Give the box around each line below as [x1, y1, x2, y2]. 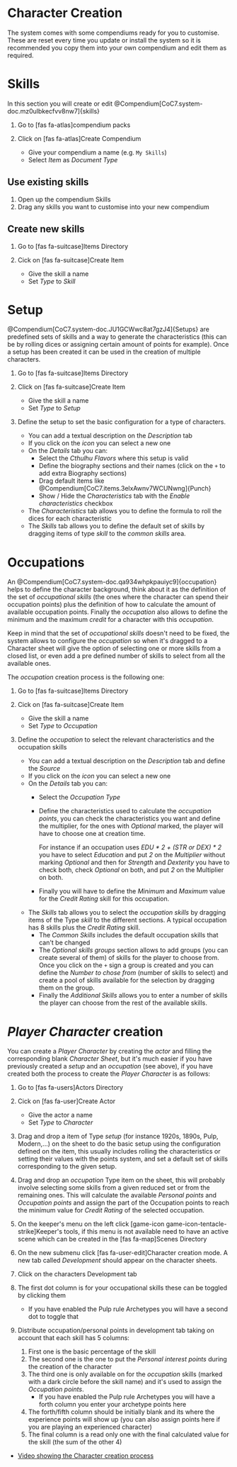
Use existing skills [7, 176, 89, 189]
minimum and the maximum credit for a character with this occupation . [7, 615, 214, 624]
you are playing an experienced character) [28, 1423, 152, 1432]
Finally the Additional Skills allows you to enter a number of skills [38, 991, 228, 1000]
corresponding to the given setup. [17, 1162, 117, 1171]
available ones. [7, 659, 52, 668]
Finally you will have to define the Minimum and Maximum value [38, 887, 226, 896]
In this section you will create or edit [7, 99, 113, 108]
